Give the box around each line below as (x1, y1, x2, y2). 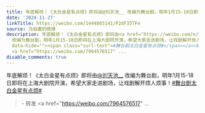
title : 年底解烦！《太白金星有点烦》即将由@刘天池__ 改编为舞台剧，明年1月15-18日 (6, 9, 194, 15)
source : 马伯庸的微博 (6, 26, 56, 32)
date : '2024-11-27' (6, 15, 56, 21)
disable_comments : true (6, 54, 67, 60)
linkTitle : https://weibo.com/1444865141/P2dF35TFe (6, 20, 140, 26)
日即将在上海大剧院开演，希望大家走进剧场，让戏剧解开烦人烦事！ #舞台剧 (6, 79, 192, 86)
